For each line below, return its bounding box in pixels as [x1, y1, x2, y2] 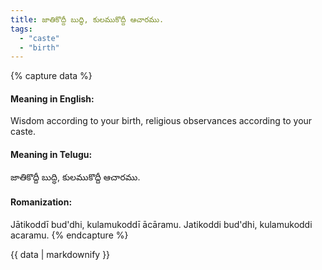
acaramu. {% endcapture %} [10, 229, 129, 241]
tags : [10, 24, 33, 34]
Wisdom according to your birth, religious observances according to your [10, 115, 313, 127]
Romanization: [10, 196, 73, 208]
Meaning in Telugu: [10, 149, 93, 161]
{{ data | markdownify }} [10, 248, 111, 260]
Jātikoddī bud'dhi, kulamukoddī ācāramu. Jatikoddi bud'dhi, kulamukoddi [10, 218, 313, 230]
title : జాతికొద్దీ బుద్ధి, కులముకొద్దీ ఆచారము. [10, 14, 165, 25]
